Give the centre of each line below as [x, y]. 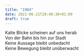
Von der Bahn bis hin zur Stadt [36, 38]
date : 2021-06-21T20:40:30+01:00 [39, 14]
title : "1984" [19, 10]
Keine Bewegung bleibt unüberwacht [42, 48]
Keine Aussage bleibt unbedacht [38, 43]
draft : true [17, 19]
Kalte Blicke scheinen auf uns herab [41, 33]
